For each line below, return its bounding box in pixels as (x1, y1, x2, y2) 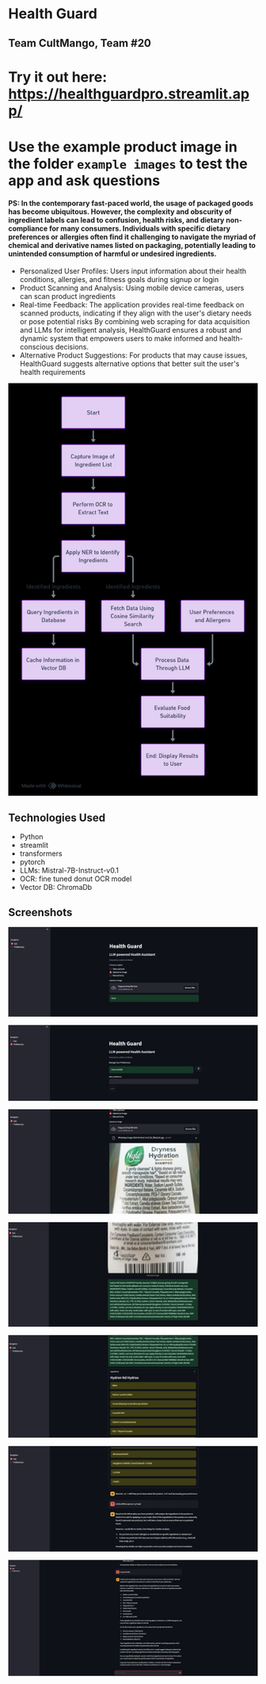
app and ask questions (8, 171, 161, 189)
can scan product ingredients (19, 292, 116, 301)
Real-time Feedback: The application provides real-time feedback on (19, 300, 245, 310)
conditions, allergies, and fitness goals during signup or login (19, 275, 219, 284)
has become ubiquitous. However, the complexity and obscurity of (8, 207, 232, 216)
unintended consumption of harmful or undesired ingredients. (8, 249, 217, 258)
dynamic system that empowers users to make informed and (19, 334, 218, 343)
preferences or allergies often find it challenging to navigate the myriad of (8, 231, 256, 242)
